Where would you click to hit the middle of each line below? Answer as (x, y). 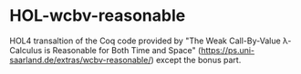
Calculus (26, 50)
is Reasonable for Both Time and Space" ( (123, 50)
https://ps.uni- (228, 50)
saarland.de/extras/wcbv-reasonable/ (80, 60)
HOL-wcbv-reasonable (98, 16)
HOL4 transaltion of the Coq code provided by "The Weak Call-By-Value (145, 41)
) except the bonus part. (196, 60)
